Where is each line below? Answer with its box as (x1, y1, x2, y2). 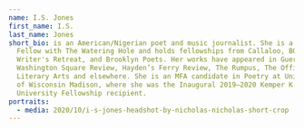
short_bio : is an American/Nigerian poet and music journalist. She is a (8, 38, 294, 48)
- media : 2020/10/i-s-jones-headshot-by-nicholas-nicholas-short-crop (16, 105, 289, 114)
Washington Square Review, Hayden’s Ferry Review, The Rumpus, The (16, 64, 278, 73)
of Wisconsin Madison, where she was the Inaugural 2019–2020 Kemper (16, 80, 285, 89)
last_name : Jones (8, 30, 74, 39)
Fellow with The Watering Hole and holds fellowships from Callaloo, (16, 47, 285, 56)
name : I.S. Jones (8, 13, 74, 23)
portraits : (8, 96, 50, 106)
